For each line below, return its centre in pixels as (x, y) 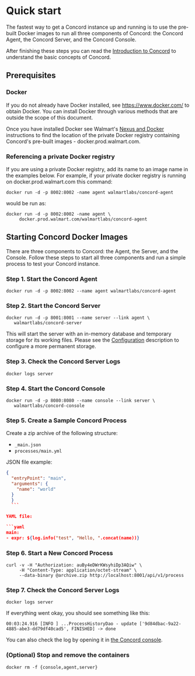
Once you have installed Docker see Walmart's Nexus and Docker (85, 129)
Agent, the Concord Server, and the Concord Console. (71, 39)
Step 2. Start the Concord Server (53, 305)
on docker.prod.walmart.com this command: (59, 181)
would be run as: (26, 203)
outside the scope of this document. (50, 117)
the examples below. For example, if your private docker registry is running (96, 175)
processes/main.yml (38, 451)
